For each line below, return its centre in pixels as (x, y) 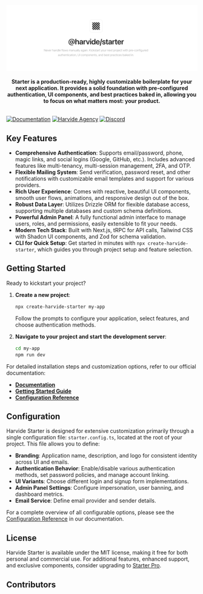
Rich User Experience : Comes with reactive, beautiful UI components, (103, 192)
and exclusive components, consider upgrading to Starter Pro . (84, 566)
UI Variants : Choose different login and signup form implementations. (102, 481)
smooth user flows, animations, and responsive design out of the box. (102, 198)
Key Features (32, 138)
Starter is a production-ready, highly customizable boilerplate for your (102, 82)
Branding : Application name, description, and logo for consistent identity (106, 456)
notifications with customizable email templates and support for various (104, 179)
